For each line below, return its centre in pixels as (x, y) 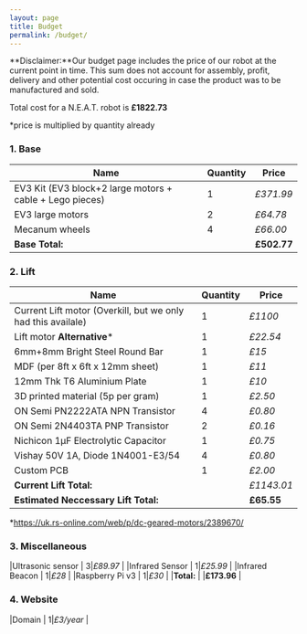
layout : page (34, 18)
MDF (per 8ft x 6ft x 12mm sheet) (87, 366)
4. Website (34, 599)
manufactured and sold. (54, 90)
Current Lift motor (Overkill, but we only (99, 310)
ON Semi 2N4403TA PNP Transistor (91, 426)
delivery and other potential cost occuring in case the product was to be (145, 80)
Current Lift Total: (53, 485)
